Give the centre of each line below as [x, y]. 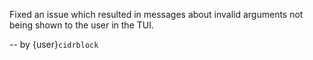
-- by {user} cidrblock [54, 44]
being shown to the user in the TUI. [81, 25]
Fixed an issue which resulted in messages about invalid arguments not [156, 14]
